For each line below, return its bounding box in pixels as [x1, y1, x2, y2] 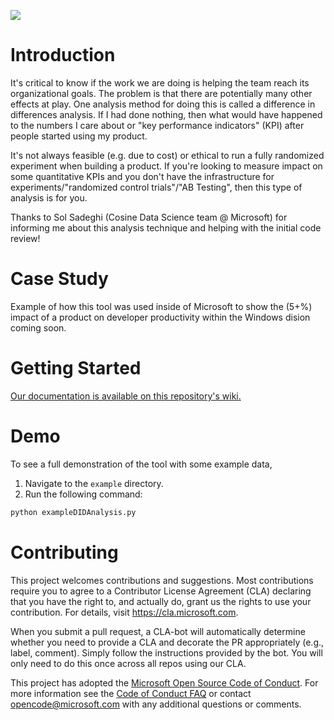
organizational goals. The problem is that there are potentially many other [10, 87, 313, 99]
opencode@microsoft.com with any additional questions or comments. [10, 698, 302, 710]
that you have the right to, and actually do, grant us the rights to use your [10, 595, 312, 607]
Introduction [10, 44, 116, 67]
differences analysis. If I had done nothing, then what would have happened [10, 108, 323, 120]
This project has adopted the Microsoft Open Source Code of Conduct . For [10, 676, 319, 689]
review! [10, 232, 41, 244]
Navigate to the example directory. [24, 477, 164, 489]
